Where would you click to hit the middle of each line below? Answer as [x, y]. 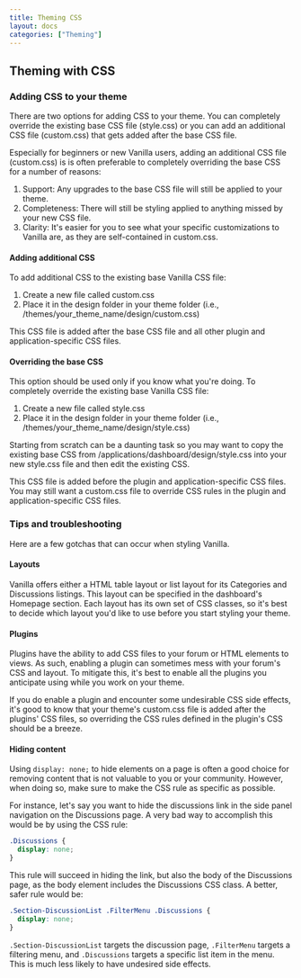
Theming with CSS [62, 71]
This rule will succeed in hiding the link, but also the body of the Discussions [151, 875]
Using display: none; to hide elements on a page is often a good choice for [150, 769]
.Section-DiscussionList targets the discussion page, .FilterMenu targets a [150, 945]
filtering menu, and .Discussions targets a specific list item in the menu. [142, 954]
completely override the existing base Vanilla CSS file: [109, 391]
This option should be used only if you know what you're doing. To [133, 381]
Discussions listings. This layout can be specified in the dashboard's [136, 594]
